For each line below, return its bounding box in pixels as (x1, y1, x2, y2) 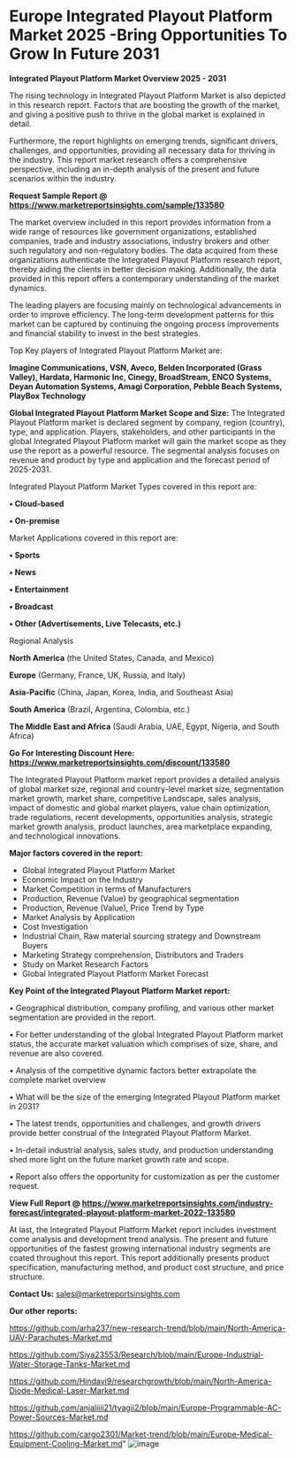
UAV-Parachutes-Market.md (9, 1331, 113, 1342)
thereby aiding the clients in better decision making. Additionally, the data (9, 264, 277, 274)
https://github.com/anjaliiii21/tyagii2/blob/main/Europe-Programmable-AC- (9, 1402, 282, 1413)
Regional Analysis (9, 635, 74, 646)
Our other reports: (9, 1305, 78, 1316)
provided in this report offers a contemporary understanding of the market (9, 272, 280, 284)
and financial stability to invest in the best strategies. (9, 327, 201, 338)
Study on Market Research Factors (21, 958, 148, 970)
